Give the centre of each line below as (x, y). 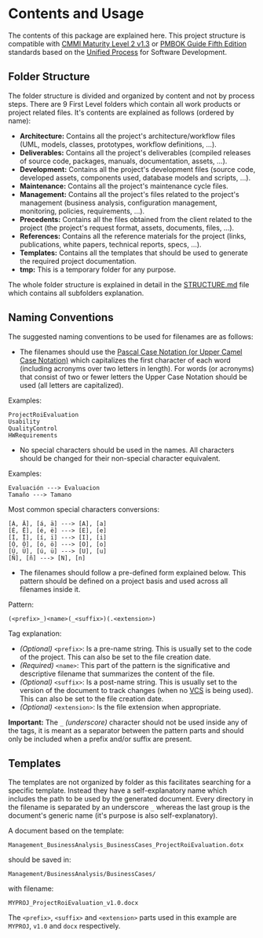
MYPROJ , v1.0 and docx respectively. (64, 926)
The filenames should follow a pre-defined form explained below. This (133, 572)
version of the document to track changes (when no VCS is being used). (136, 690)
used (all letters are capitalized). (71, 385)
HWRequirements (33, 435)
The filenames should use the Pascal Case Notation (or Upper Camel (131, 352)
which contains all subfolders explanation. (76, 293)
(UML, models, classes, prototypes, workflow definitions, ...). (118, 144)
